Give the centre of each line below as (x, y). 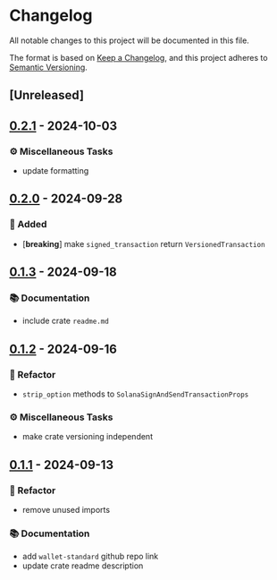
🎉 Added (28, 225)
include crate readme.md (65, 321)
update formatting (55, 171)
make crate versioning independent (88, 437)
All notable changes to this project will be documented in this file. (130, 40)
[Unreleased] (47, 95)
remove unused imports (66, 510)
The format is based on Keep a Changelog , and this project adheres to (138, 57)
